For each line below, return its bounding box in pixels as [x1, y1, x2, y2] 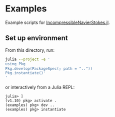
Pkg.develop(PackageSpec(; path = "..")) [5, 66, 93, 71]
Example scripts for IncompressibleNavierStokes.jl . [5, 19, 110, 25]
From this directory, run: [5, 47, 55, 53]
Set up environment [5, 34, 68, 42]
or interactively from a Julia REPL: [5, 84, 75, 90]
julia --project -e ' [5, 57, 50, 62]
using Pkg [5, 61, 26, 66]
